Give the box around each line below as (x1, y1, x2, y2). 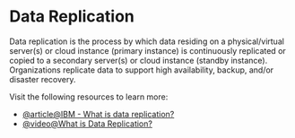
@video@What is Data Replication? (22, 118, 152, 129)
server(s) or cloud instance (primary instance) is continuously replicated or (9, 45, 287, 56)
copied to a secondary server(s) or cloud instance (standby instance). (9, 55, 268, 65)
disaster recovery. (9, 73, 76, 84)
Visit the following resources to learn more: (9, 91, 169, 102)
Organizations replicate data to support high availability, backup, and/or (9, 65, 274, 75)
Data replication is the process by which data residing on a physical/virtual (9, 36, 285, 47)
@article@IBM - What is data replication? (22, 108, 175, 119)
